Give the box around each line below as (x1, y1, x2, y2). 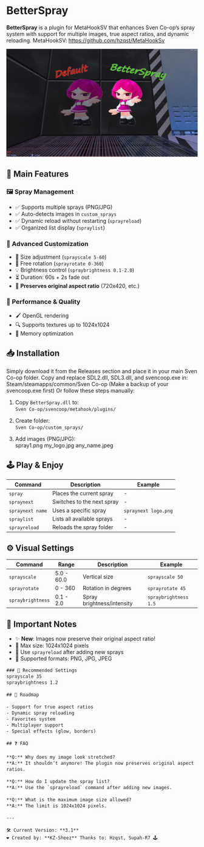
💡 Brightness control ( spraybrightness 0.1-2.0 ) (15, 266, 135, 274)
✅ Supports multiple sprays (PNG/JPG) (15, 203, 113, 211)
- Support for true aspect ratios (6, 704, 94, 710)
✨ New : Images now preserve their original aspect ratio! (15, 634, 156, 642)
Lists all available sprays (52, 515, 113, 522)
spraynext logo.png (123, 508, 173, 514)
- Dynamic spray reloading (6, 710, 75, 716)
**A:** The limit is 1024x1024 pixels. (6, 803, 107, 809)
